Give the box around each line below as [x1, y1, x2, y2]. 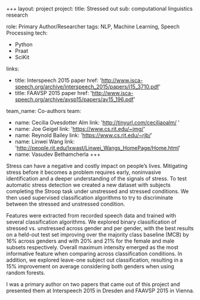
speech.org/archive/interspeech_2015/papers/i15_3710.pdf [14, 83, 159, 90]
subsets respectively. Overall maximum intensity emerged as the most [6, 244, 179, 250]
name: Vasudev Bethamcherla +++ [14, 151, 101, 158]
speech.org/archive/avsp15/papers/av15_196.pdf [14, 96, 134, 103]
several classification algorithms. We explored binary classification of [6, 218, 177, 225]
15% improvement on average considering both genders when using [6, 263, 174, 270]
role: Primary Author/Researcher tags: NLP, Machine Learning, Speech [6, 23, 180, 30]
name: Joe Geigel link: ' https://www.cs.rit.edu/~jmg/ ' [14, 125, 145, 132]
